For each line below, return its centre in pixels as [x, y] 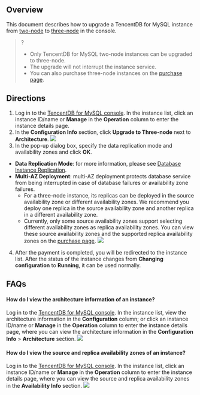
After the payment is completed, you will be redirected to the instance [101, 252]
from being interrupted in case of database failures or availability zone [101, 182]
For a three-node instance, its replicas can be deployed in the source [109, 195]
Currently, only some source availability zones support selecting [103, 221]
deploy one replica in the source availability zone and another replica [109, 208]
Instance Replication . [41, 170]
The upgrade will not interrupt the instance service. [93, 67]
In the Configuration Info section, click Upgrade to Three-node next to [103, 132]
